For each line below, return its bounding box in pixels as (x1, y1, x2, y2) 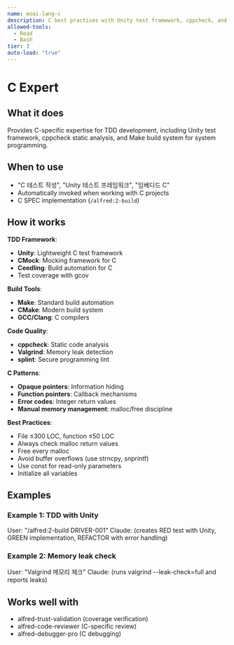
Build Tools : (7, 285, 42, 293)
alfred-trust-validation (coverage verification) (17, 615, 149, 623)
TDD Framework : (7, 235, 57, 243)
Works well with (7, 596, 79, 608)
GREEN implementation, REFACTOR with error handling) (7, 534, 168, 542)
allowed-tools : (7, 23, 52, 30)
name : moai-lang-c (7, 10, 61, 18)
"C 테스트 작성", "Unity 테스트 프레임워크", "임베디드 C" (17, 180, 170, 189)
